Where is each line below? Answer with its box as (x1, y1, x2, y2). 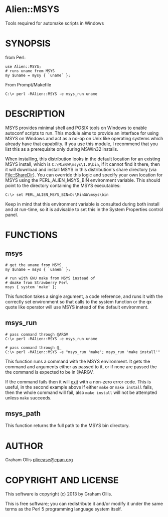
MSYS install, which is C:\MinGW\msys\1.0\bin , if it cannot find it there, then (5, 161, 160, 167)
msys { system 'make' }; (5, 284, 57, 289)
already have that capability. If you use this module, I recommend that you (5, 141, 158, 147)
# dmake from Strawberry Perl (5, 280, 69, 285)
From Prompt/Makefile (5, 81, 52, 87)
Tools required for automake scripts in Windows (5, 20, 104, 26)
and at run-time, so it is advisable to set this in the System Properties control (5, 206, 163, 212)
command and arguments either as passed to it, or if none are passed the (5, 363, 157, 370)
